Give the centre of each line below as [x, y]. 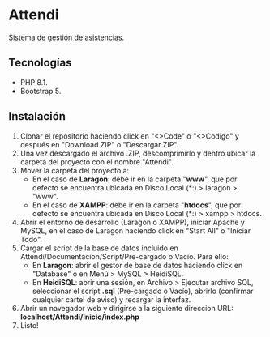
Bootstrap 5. [41, 91]
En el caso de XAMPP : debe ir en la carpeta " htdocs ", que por [137, 205]
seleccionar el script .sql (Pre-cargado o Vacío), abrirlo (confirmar [143, 291]
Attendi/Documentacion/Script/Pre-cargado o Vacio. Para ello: [124, 256]
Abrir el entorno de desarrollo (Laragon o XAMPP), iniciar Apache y [132, 222]
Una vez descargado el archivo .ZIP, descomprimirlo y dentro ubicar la [138, 153]
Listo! [29, 325]
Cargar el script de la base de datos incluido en [99, 248]
